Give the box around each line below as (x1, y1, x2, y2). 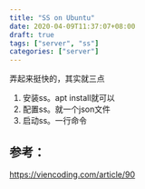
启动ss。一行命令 (22, 115, 88, 126)
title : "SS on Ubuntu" (9, 13, 95, 23)
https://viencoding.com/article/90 (9, 169, 136, 180)
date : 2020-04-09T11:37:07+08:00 (9, 22, 136, 31)
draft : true (9, 30, 54, 39)
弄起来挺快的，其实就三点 (9, 74, 105, 85)
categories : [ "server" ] (9, 47, 100, 56)
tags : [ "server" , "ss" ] (9, 38, 100, 48)
